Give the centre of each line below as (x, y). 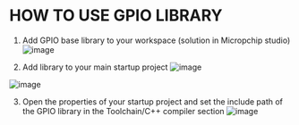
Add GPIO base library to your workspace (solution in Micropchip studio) (156, 40)
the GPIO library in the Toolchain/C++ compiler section (124, 111)
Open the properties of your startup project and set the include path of (153, 101)
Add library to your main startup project (95, 67)
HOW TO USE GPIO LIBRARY (116, 16)
